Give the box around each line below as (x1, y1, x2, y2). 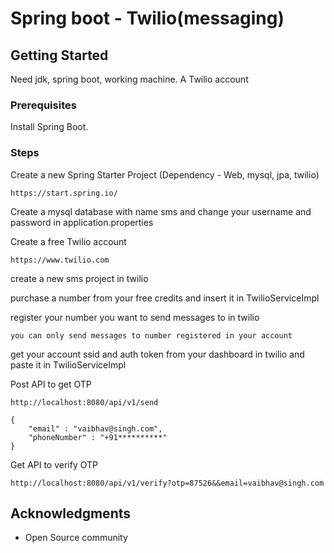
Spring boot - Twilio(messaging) (10, 7, 285, 30)
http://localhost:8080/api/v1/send (10, 397, 159, 407)
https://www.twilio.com (10, 255, 110, 265)
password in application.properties (10, 216, 154, 228)
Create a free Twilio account (10, 235, 127, 247)
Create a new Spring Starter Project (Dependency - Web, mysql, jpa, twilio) (10, 168, 320, 181)
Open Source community (24, 532, 128, 544)
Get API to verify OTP (10, 458, 99, 471)
